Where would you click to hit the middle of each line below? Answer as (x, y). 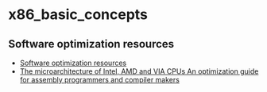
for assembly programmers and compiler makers (100, 80)
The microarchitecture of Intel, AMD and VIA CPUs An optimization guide (139, 71)
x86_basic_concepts (78, 15)
